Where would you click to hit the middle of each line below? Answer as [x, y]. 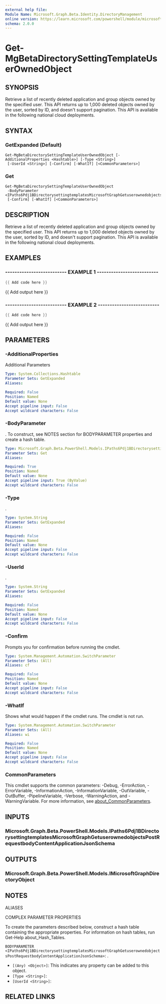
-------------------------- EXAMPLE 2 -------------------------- [82, 304]
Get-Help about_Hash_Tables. [35, 937]
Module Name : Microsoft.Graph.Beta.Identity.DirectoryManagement [74, 14]
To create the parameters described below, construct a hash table [72, 927]
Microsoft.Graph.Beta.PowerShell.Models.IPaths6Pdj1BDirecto [82, 831]
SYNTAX [19, 131]
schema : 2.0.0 [20, 24]
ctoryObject [20, 880]
